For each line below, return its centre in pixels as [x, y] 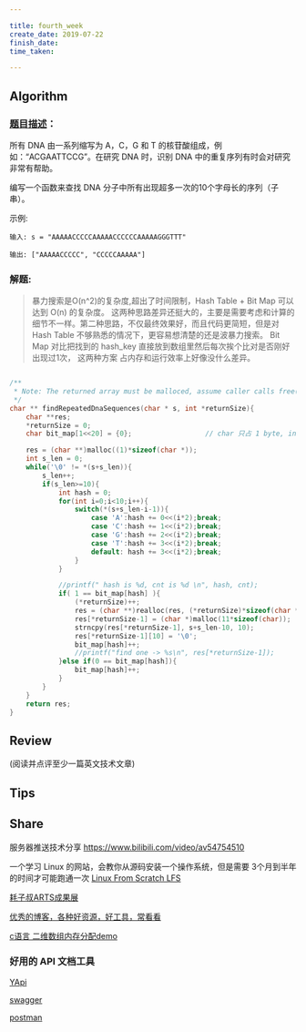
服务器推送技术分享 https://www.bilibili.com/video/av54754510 [127, 847]
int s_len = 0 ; [55, 459]
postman [26, 1017]
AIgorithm [39, 96]
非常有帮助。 [33, 168]
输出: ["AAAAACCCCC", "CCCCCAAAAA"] [77, 255]
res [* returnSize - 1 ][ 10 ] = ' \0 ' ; [136, 636]
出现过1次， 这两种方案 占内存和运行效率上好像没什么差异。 [143, 358]
